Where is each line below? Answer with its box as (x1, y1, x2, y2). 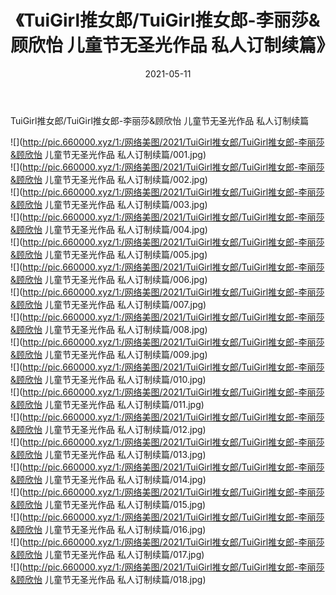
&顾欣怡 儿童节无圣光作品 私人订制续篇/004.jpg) (10, 223, 208, 235)
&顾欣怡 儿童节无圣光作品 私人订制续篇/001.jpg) (10, 148, 207, 160)
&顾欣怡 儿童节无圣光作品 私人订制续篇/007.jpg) (10, 298, 207, 310)
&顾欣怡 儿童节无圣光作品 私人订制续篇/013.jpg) (10, 448, 207, 460)
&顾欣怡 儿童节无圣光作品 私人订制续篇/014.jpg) (10, 473, 207, 485)
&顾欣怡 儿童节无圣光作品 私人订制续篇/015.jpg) (10, 498, 207, 510)
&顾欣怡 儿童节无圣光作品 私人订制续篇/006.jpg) (10, 273, 208, 285)
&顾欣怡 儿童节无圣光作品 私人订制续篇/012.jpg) (10, 423, 207, 435)
